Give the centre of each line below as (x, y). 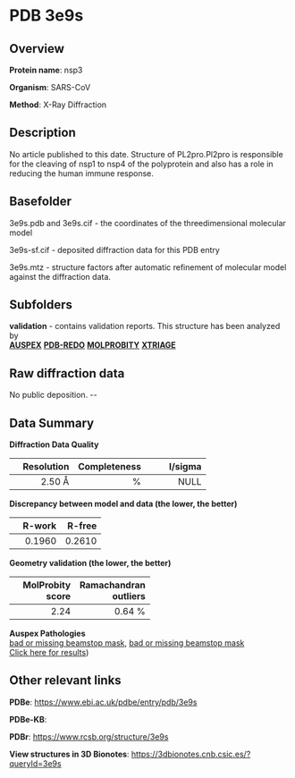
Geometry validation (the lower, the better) (90, 563)
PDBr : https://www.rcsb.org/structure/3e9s (89, 736)
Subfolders (41, 305)
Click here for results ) (49, 653)
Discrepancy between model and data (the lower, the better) (123, 504)
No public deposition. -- (53, 395)
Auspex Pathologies (48, 634)
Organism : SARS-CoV (50, 87)
